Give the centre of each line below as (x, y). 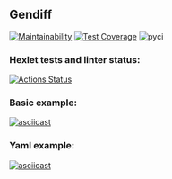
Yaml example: (42, 146)
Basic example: (43, 103)
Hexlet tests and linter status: (75, 59)
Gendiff (31, 15)
